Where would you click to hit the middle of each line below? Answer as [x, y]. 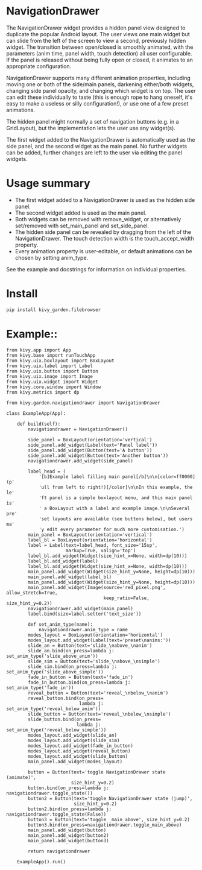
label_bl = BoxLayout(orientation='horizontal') [90, 540]
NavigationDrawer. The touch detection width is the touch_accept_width [104, 238]
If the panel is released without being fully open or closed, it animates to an [99, 60]
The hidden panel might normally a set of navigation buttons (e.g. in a [93, 121]
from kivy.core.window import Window [54, 387]
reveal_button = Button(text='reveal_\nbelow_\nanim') [98, 693]
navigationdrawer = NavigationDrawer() [78, 429]
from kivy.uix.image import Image [50, 376]
